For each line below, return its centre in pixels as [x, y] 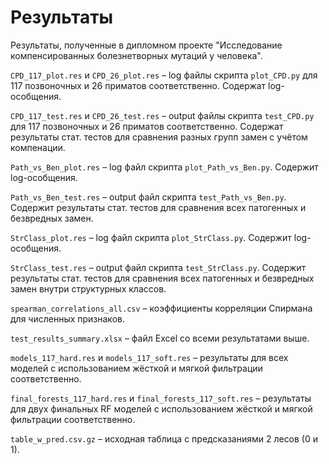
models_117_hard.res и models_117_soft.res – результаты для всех [149, 357]
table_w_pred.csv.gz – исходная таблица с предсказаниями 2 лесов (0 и [164, 438]
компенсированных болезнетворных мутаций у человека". [136, 55]
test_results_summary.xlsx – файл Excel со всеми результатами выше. [160, 338]
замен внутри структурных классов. [88, 288]
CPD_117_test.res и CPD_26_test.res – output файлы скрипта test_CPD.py [162, 115]
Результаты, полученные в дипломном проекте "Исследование [146, 45]
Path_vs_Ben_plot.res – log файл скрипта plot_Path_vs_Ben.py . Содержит [164, 167]
